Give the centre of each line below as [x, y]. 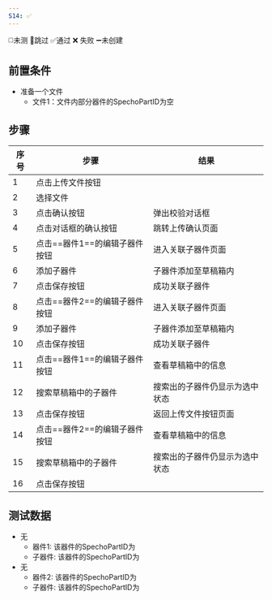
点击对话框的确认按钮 [76, 228]
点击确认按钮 [60, 214]
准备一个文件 [41, 92]
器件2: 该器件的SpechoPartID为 [85, 577]
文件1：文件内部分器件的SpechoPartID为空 [103, 101]
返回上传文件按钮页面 [193, 414]
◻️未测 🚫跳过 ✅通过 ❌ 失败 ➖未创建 [66, 40]
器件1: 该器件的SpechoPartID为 [84, 547]
